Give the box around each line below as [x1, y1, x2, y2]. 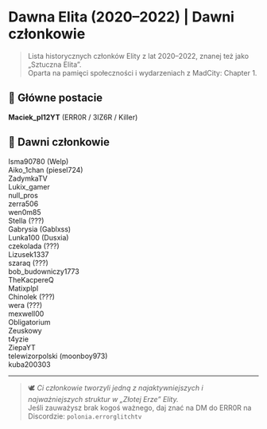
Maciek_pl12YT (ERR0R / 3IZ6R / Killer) [8, 112, 138, 122]
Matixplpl [8, 283, 39, 293]
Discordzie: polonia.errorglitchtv [27, 411, 142, 421]
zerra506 [8, 199, 39, 209]
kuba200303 [8, 359, 51, 369]
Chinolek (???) [8, 291, 56, 302]
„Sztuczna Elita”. [27, 60, 82, 69]
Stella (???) [8, 216, 44, 225]
